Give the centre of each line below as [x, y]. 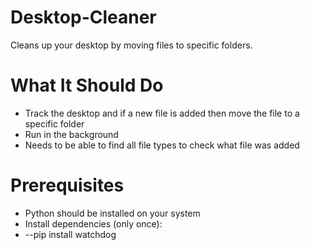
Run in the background [71, 134]
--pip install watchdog [70, 234]
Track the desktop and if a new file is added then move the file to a [162, 113]
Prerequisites [67, 185]
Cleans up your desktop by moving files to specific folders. [131, 45]
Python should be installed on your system [112, 213]
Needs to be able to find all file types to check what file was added [162, 145]
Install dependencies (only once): [93, 223]
